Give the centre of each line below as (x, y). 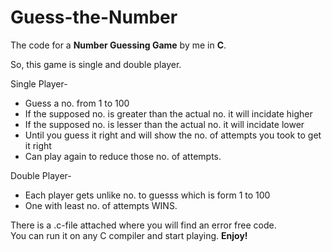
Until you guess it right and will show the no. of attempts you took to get (173, 135)
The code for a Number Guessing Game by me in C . (118, 45)
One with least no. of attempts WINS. (101, 205)
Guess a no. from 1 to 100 (77, 103)
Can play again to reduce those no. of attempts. (123, 156)
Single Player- (39, 83)
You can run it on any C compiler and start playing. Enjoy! (129, 235)
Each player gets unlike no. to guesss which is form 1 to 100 (147, 195)
